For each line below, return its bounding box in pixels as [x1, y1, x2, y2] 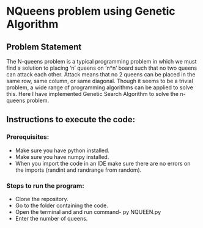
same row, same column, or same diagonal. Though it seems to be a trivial [6, 78, 194, 84]
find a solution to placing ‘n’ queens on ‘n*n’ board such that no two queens [6, 64, 197, 72]
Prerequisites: [6, 133, 50, 141]
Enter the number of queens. [15, 215, 88, 222]
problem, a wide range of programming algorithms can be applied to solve [6, 84, 194, 91]
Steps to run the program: [6, 182, 84, 190]
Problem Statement [6, 42, 82, 52]
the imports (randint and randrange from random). [15, 166, 142, 174]
